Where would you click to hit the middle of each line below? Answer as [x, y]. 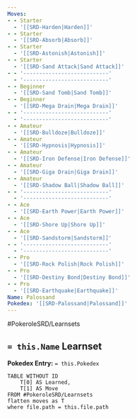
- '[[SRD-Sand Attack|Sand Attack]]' [69, 67]
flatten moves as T [36, 401]
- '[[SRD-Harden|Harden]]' [53, 27]
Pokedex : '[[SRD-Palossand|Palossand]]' [68, 304]
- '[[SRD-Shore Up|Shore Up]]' [60, 225]
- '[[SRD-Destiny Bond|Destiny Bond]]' [72, 277]
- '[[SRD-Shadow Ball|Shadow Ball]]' [69, 185]
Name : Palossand [31, 297]
